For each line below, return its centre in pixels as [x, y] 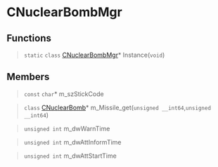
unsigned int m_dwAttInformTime [72, 142]
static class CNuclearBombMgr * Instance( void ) [94, 55]
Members [28, 77]
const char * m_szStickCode [64, 94]
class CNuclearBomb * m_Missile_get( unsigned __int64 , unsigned [117, 107]
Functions [29, 38]
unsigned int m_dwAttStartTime [70, 156]
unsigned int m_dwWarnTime [67, 128]
